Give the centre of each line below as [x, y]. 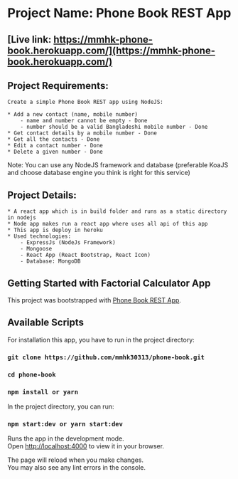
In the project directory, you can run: [61, 406]
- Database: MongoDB [50, 261]
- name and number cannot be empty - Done [84, 121]
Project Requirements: [58, 86]
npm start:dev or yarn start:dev [65, 424]
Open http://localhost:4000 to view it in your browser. [86, 446]
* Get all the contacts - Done [54, 140]
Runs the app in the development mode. [66, 438]
